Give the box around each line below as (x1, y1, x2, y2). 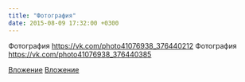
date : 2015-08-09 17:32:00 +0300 (8, 19, 119, 27)
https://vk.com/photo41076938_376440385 (8, 49, 152, 59)
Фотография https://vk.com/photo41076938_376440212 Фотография (8, 41, 237, 50)
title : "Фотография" (8, 11, 77, 20)
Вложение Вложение (8, 64, 80, 74)
